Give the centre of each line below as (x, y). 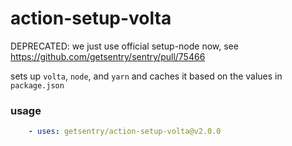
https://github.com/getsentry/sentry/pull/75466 (108, 56)
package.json (37, 85)
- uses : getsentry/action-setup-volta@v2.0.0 (125, 132)
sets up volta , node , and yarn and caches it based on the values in (146, 76)
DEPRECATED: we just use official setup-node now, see (124, 46)
